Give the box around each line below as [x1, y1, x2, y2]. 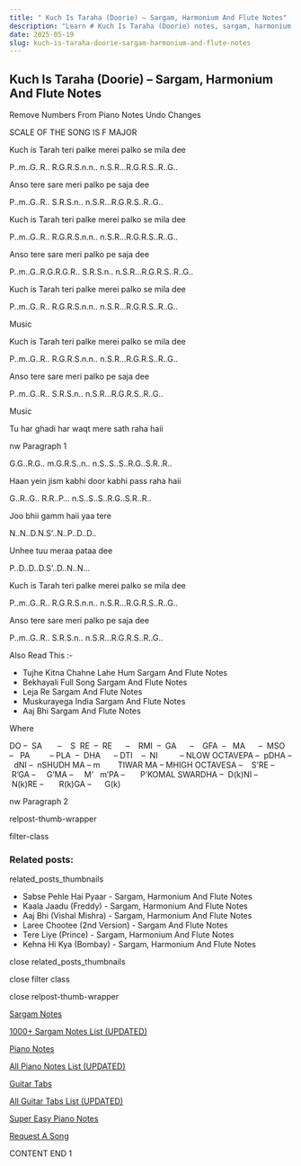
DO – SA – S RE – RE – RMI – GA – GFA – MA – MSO [9, 740, 286, 751]
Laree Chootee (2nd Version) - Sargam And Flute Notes [22, 919, 228, 931]
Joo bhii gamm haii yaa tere [9, 510, 112, 522]
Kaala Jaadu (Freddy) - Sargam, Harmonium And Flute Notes [22, 901, 249, 911]
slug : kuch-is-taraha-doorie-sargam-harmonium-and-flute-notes [9, 38, 252, 48]
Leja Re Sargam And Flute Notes [22, 686, 143, 697]
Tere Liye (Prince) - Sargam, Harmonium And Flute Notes [22, 929, 235, 940]
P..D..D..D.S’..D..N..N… [9, 563, 91, 574]
